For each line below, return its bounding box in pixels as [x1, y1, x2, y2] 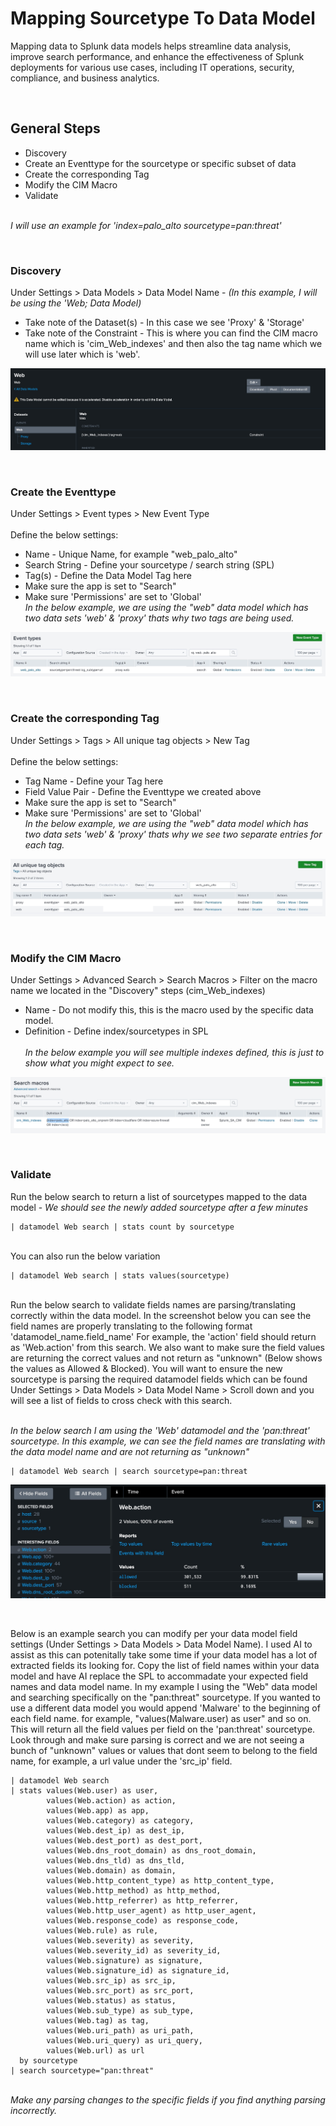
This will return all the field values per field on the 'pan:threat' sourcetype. [10, 1723, 316, 1736]
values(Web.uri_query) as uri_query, [46, 2036, 203, 2046]
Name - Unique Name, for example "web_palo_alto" [24, 548, 238, 560]
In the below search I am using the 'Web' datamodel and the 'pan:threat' [10, 1424, 310, 1436]
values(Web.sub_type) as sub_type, [46, 2006, 195, 2016]
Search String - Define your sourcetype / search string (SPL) [24, 558, 275, 571]
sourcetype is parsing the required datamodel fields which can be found [10, 1373, 308, 1385]
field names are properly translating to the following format [10, 1320, 253, 1332]
